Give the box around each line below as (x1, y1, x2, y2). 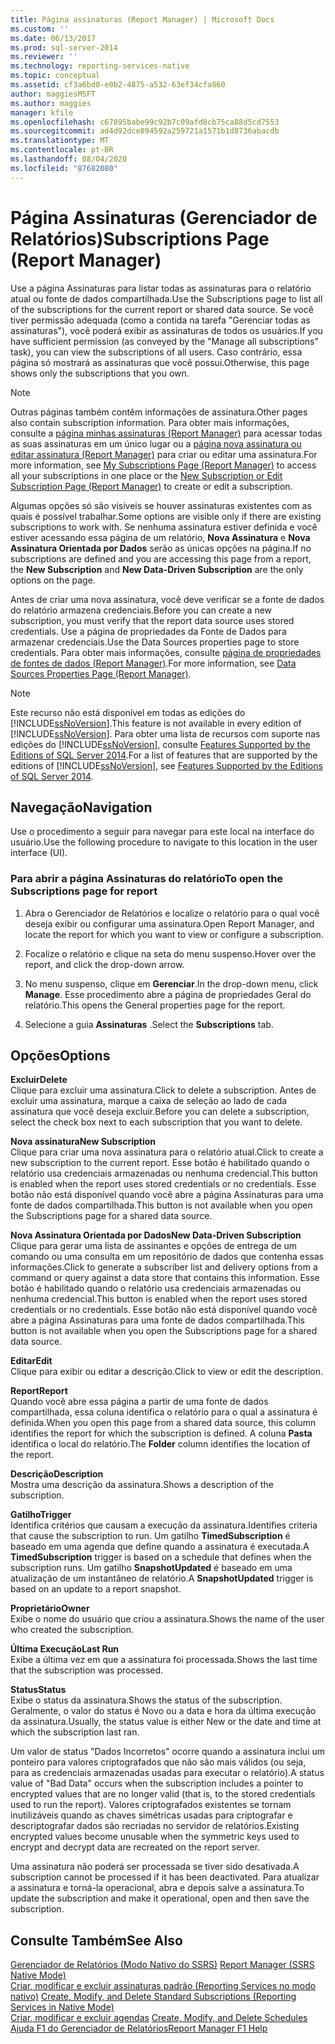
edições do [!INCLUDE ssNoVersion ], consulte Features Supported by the (10, 738, 311, 750)
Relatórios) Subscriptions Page (10, 227, 270, 250)
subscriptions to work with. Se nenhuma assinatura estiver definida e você (10, 521, 318, 533)
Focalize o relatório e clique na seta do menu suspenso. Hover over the (24, 947, 317, 960)
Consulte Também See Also (10, 1932, 183, 1949)
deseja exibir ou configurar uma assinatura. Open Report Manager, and (24, 917, 315, 930)
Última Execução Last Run (10, 1643, 120, 1655)
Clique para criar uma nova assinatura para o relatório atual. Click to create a (10, 1146, 324, 1158)
